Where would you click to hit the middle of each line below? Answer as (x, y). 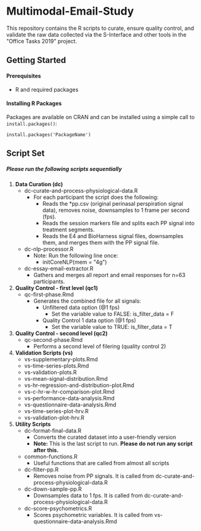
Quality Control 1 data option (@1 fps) (89, 320)
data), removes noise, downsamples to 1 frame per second (116, 210)
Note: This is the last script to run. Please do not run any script (113, 444)
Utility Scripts (33, 424)
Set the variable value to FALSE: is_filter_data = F (113, 314)
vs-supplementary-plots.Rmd (61, 359)
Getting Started (36, 60)
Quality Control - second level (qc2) (61, 333)
